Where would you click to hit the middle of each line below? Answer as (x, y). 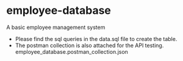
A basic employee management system (56, 27)
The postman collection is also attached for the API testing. (89, 45)
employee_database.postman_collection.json (71, 51)
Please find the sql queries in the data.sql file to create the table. (96, 39)
